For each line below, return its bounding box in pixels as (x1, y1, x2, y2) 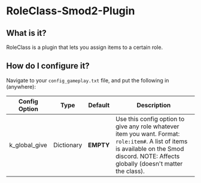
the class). (115, 167, 145, 175)
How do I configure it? (6, 61, 90, 71)
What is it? (6, 28, 47, 38)
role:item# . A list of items (115, 137, 188, 145)
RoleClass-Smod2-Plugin (6, 4, 135, 18)
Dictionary (53, 141, 83, 149)
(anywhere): (6, 83, 36, 90)
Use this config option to (115, 114, 185, 123)
